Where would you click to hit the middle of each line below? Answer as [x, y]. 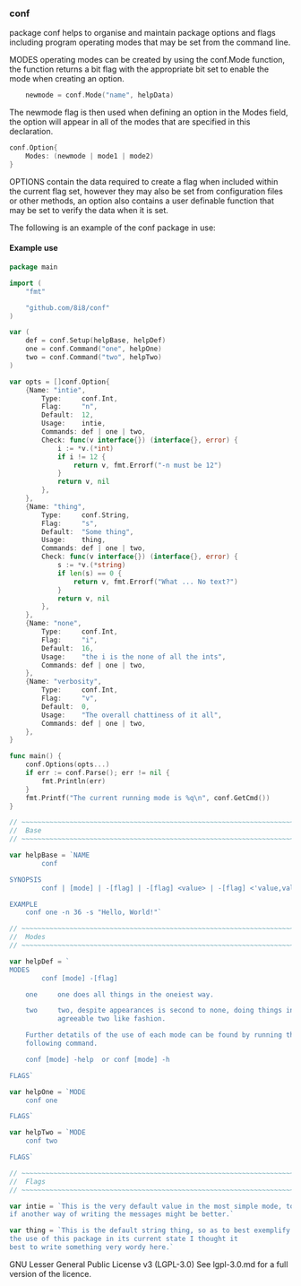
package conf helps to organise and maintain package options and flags [142, 33]
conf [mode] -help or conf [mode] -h [98, 1059]
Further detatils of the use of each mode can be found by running [154, 1035]
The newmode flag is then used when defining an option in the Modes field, [149, 112]
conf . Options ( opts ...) [68, 764]
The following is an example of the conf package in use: [113, 228]
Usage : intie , [73, 424]
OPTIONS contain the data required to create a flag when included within [144, 181]
